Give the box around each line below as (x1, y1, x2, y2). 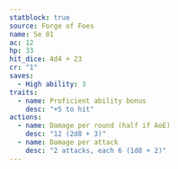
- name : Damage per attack (17, 138, 119, 147)
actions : (9, 113, 42, 122)
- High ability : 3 (17, 80, 87, 89)
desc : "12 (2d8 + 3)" (25, 130, 106, 139)
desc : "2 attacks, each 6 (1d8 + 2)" (25, 146, 167, 155)
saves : (9, 72, 34, 80)
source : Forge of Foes (9, 21, 94, 30)
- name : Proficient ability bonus (17, 96, 147, 106)
